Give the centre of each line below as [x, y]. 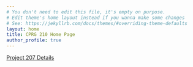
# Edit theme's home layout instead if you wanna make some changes [96, 18]
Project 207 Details [30, 58]
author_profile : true [34, 40]
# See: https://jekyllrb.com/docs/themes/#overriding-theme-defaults [97, 23]
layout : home [23, 29]
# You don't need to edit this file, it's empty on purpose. [86, 12]
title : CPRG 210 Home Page [41, 35]
